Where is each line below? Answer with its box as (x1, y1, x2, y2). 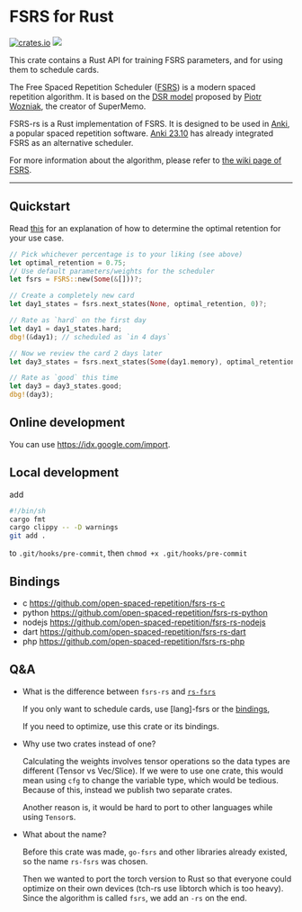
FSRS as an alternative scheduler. (9, 137, 134, 148)
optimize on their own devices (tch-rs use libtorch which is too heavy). (22, 882, 284, 893)
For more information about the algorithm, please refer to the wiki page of (9, 155, 282, 166)
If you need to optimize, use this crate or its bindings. (22, 720, 220, 731)
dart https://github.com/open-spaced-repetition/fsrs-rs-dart (22, 626, 246, 637)
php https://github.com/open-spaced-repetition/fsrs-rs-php (22, 636, 245, 646)
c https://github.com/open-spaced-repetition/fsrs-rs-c (22, 597, 226, 609)
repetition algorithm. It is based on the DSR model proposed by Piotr (9, 91, 262, 102)
